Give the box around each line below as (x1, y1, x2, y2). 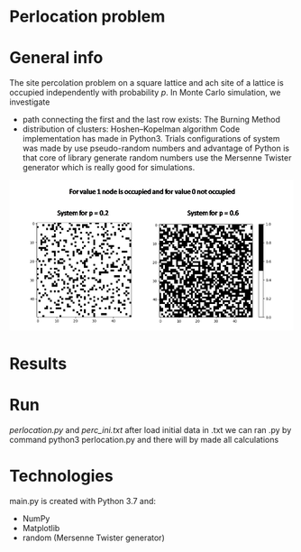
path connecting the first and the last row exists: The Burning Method (22, 115, 281, 125)
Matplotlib (22, 522, 60, 533)
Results (9, 354, 68, 373)
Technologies (9, 466, 114, 486)
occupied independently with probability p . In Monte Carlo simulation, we (9, 87, 281, 98)
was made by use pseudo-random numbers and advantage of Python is (22, 143, 290, 154)
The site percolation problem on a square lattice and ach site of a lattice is (9, 78, 284, 88)
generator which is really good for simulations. (22, 162, 196, 173)
